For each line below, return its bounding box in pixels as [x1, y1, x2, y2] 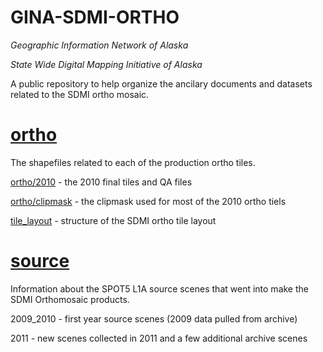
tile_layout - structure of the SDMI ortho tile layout [10, 214, 217, 226]
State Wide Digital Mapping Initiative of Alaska [10, 58, 203, 70]
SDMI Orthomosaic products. [10, 293, 130, 305]
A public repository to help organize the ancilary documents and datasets [10, 77, 313, 90]
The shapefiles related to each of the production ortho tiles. [10, 156, 256, 168]
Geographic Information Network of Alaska [10, 39, 189, 51]
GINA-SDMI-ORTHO [10, 6, 180, 29]
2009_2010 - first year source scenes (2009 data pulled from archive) [10, 312, 298, 325]
